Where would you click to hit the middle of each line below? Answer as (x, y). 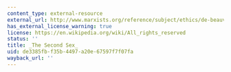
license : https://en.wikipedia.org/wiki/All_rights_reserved (97, 33)
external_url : (27, 20)
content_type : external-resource (55, 13)
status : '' (23, 39)
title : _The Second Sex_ (43, 45)
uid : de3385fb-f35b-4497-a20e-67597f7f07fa (70, 52)
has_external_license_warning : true (59, 26)
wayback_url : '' (30, 58)
